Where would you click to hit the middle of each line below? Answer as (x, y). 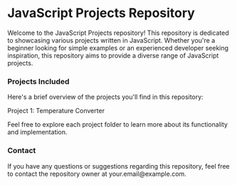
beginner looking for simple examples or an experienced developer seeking (118, 48)
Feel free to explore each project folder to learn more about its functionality (117, 125)
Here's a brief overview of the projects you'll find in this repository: (106, 97)
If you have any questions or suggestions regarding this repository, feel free (118, 166)
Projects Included (38, 81)
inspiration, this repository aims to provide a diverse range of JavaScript (113, 55)
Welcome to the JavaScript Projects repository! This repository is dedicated (118, 33)
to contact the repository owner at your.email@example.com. (97, 174)
